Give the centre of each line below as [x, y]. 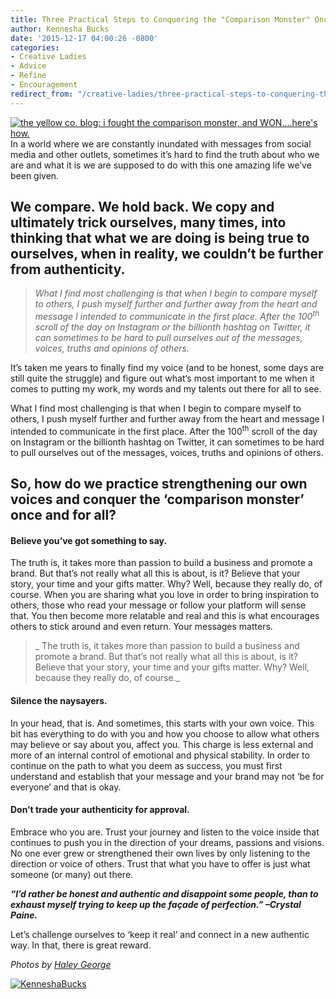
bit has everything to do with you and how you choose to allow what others [165, 733]
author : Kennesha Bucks [60, 29]
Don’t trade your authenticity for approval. [100, 810]
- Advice [28, 66]
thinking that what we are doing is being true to [160, 238]
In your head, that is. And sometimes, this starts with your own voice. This [162, 723]
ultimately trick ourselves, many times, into [148, 222]
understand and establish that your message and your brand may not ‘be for [167, 776]
